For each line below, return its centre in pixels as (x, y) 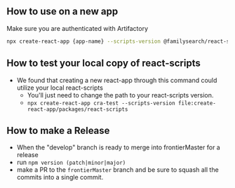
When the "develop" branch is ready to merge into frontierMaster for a (118, 147)
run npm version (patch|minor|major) (71, 162)
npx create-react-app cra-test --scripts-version (101, 103)
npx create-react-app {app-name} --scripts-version (83, 41)
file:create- (197, 103)
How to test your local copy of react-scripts (103, 63)
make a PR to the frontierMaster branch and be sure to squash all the (117, 170)
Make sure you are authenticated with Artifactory (78, 28)
